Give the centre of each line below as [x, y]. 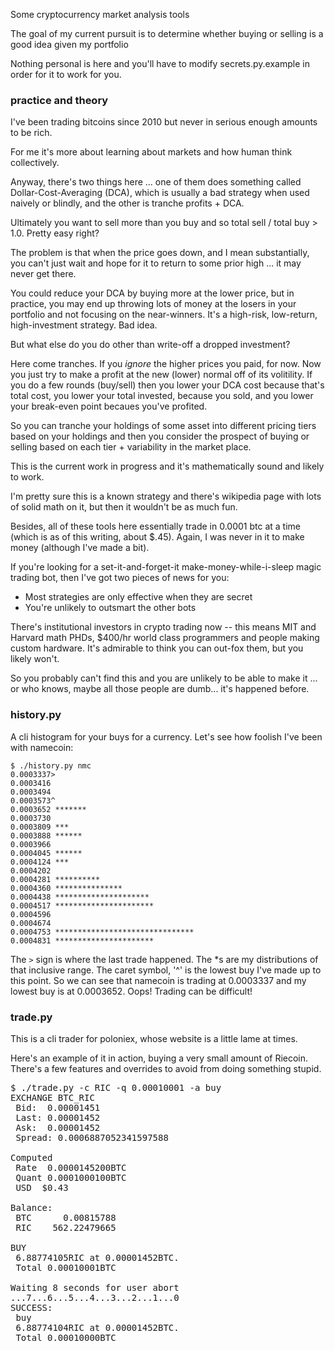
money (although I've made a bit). [80, 548]
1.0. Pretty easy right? [55, 233]
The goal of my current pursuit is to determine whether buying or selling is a [167, 33]
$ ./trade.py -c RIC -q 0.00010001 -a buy [116, 1087]
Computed [31, 1157]
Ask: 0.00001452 [58, 1127]
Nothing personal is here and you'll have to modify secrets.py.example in [160, 63]
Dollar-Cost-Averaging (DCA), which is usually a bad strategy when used [160, 193]
